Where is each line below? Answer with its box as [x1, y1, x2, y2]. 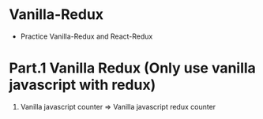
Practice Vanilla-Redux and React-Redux [20, 32, 153, 41]
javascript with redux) [9, 76, 156, 94]
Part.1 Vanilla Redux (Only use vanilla [9, 59, 256, 77]
